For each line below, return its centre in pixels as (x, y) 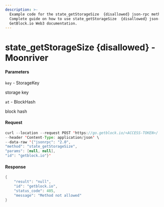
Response (15, 167)
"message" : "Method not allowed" (48, 195)
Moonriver (27, 58)
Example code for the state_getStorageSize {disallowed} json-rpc (80, 14)
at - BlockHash (20, 102)
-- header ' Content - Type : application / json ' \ (52, 137)
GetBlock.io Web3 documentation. (43, 23)
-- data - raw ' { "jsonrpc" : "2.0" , (38, 142)
